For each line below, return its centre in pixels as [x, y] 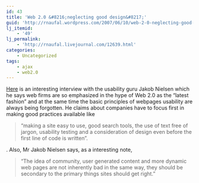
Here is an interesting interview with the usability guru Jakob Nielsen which [98, 89]
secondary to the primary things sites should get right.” [88, 174]
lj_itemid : [20, 28]
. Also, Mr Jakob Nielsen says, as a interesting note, [69, 150]
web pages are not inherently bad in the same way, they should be [102, 168]
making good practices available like [51, 114]
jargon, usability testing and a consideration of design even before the [106, 132]
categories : [21, 50]
